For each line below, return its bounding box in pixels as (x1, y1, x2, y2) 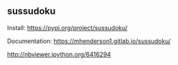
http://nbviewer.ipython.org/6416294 (7, 50, 112, 58)
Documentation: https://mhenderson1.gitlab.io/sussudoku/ (7, 37, 171, 45)
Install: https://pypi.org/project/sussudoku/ (7, 23, 128, 31)
